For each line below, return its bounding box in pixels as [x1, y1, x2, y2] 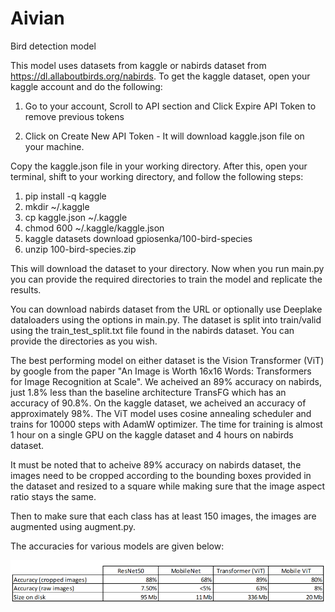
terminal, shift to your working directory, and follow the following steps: [10, 170, 304, 182]
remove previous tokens [24, 110, 125, 122]
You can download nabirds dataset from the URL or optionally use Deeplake [10, 303, 323, 315]
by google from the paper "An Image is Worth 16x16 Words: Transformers [10, 365, 312, 377]
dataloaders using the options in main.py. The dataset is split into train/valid [10, 313, 322, 326]
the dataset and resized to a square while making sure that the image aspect [10, 480, 325, 492]
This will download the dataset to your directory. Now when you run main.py [10, 262, 325, 274]
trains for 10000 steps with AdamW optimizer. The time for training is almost [10, 418, 323, 430]
